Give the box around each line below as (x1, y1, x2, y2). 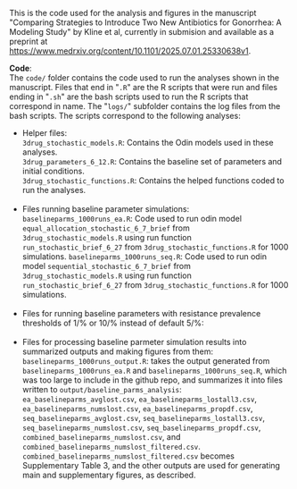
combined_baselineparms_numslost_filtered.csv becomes (21, 451, 235, 461)
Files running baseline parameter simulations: (21, 204, 190, 214)
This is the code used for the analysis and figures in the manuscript (9, 8, 257, 18)
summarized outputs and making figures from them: (21, 346, 214, 357)
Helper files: (21, 128, 68, 138)
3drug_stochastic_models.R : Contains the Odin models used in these (21, 138, 274, 148)
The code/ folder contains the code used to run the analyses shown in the (9, 72, 279, 83)
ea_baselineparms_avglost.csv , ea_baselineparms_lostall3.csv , (21, 393, 257, 404)
